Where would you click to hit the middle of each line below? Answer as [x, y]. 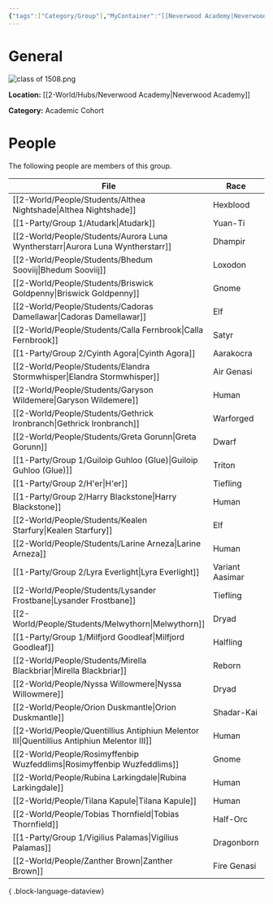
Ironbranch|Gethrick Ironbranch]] [76, 423]
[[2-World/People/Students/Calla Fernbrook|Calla [108, 330]
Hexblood [231, 204]
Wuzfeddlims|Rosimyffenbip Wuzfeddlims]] [96, 764]
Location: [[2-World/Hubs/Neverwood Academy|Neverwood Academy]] [129, 94]
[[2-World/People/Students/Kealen [80, 520]
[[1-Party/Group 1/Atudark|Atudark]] [84, 223]
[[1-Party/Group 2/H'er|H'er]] [70, 483]
